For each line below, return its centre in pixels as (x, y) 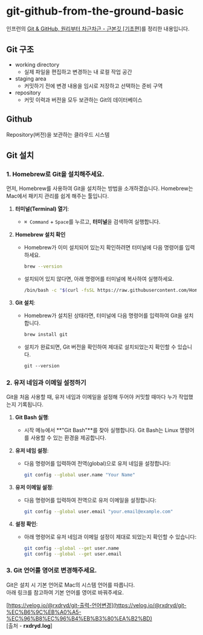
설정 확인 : (26, 524)
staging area (31, 78)
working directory (37, 64)
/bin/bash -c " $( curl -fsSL (59, 291)
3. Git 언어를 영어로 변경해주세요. (52, 570)
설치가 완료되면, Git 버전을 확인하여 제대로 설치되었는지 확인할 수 (100, 347)
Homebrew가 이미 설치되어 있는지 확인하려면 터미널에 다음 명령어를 (104, 248)
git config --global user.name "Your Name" (80, 475)
